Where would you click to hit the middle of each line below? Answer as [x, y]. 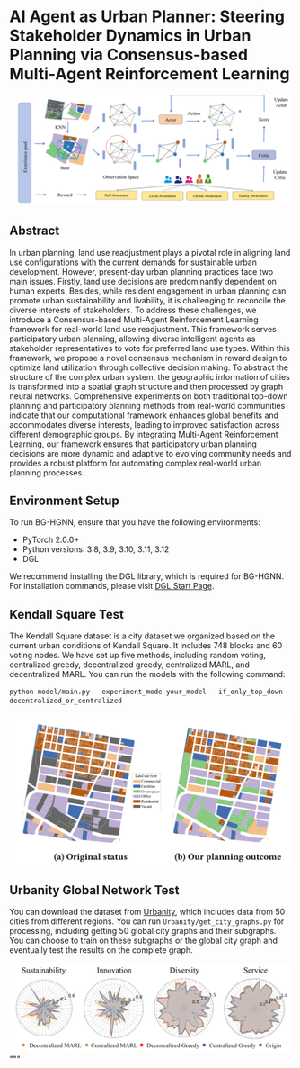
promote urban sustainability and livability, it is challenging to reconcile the [147, 300]
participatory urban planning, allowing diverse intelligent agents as [132, 339]
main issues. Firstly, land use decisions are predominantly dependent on [143, 281]
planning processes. [47, 472]
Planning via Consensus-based [129, 55]
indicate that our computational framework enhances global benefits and [144, 415]
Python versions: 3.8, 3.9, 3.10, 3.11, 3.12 [96, 549]
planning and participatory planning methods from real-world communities [147, 405]
